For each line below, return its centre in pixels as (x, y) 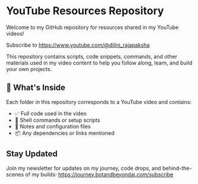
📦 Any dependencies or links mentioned (65, 133)
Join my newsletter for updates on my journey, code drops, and (84, 168)
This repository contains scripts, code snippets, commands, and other (92, 56)
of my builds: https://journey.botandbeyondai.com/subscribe (99, 174)
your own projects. (29, 69)
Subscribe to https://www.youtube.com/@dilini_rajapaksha (78, 45)
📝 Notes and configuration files (52, 126)
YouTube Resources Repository (85, 11)
